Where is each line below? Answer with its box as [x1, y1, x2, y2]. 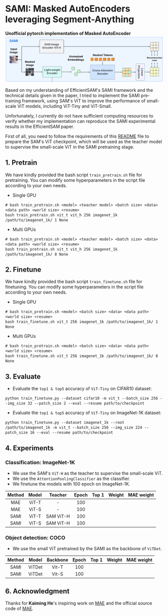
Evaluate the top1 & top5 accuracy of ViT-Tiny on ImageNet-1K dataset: [12, 410, 161, 416]
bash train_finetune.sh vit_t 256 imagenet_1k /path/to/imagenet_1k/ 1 [5, 319, 158, 324]
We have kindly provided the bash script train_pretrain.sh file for [5, 172, 142, 178]
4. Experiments [5, 444, 54, 452]
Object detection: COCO [5, 534, 66, 541]
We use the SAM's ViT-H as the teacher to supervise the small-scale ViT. [12, 470, 163, 476]
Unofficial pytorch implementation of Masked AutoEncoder [5, 30, 131, 36]
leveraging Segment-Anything [5, 14, 134, 25]
